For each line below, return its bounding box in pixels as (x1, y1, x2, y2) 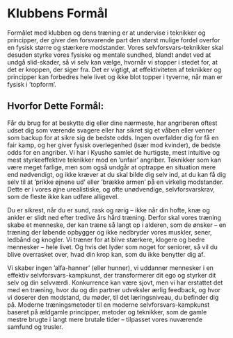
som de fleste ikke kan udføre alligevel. (7, 192, 120, 201)
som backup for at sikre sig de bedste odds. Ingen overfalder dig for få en (7, 133, 219, 142)
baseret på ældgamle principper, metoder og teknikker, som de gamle (7, 307, 207, 316)
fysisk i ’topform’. (7, 80, 57, 88)
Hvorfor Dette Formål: (7, 100, 104, 112)
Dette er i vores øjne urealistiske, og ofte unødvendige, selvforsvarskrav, (7, 185, 216, 193)
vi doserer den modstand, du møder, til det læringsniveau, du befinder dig (7, 293, 219, 301)
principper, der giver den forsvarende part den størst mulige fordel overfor (7, 35, 220, 44)
